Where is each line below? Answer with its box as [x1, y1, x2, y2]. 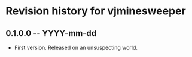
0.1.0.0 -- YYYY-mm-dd [5, 28, 97, 38]
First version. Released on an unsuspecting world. [14, 44, 138, 51]
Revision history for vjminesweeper [5, 4, 186, 18]
